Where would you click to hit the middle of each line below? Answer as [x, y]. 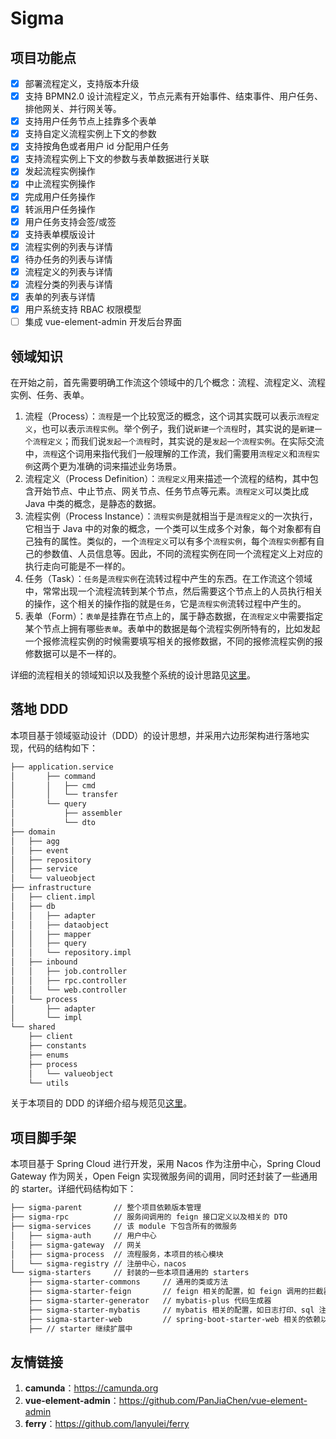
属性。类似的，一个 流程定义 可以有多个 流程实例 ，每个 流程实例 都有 [188, 541]
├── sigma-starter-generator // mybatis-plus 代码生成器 [150, 1301]
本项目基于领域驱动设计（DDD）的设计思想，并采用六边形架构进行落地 [156, 735]
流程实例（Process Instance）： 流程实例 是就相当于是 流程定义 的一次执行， [171, 516]
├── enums [49, 1055]
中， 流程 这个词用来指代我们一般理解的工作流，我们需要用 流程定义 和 [161, 453]
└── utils [49, 1083]
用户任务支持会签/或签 [70, 221]
